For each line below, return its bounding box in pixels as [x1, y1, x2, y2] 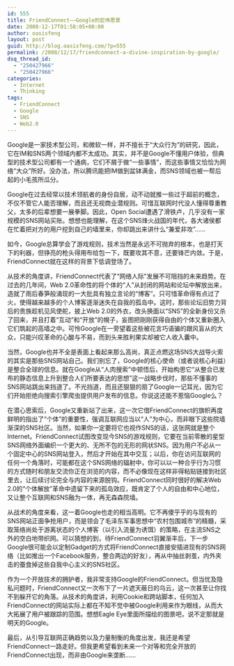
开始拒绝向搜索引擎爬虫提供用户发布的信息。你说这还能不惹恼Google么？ [13, 391, 224, 399]
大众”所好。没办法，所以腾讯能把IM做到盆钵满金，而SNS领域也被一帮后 [16, 166, 221, 175]
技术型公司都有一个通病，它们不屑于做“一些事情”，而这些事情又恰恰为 [19, 157, 221, 166]
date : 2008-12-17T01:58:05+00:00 [7, 23, 104, 30]
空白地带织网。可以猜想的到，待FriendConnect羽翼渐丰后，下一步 [19, 534, 209, 542]
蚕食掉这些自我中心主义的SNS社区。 [19, 560, 124, 568]
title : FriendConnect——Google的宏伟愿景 [7, 17, 120, 24]
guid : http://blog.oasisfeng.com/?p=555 [7, 42, 127, 49]
